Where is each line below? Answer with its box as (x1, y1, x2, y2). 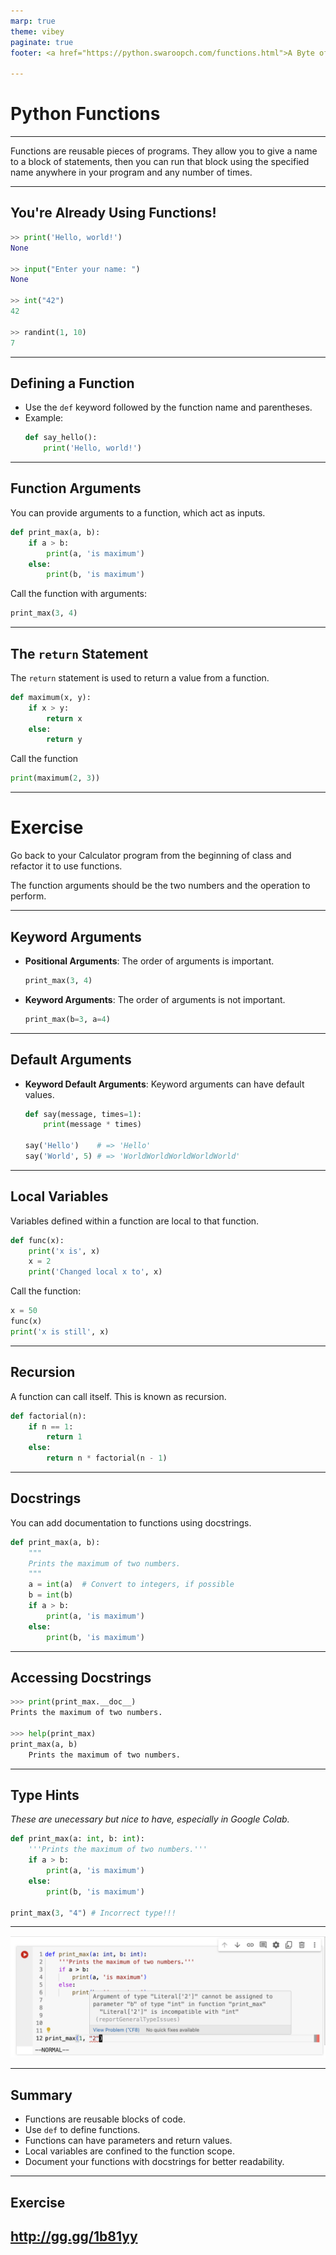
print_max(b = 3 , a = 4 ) (24, 1014, 111, 1024)
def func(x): (10, 1235, 65, 1245)
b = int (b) (28, 1590, 74, 1600)
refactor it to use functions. (10, 860, 123, 872)
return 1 (46, 1432, 83, 1442)
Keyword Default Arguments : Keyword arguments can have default (24, 1078, 305, 1090)
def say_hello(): (24, 433, 98, 443)
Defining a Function (10, 375, 135, 392)
